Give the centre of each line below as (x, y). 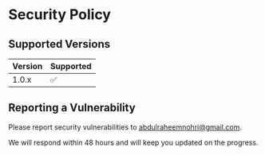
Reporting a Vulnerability (72, 108)
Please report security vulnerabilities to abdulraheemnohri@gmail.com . (125, 127)
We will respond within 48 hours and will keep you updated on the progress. (133, 142)
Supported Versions (59, 44)
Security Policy (60, 15)
